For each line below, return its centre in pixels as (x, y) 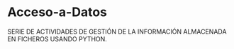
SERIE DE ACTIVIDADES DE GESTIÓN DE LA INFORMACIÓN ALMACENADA (117, 31)
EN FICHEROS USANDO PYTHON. (57, 38)
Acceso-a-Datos (57, 12)
